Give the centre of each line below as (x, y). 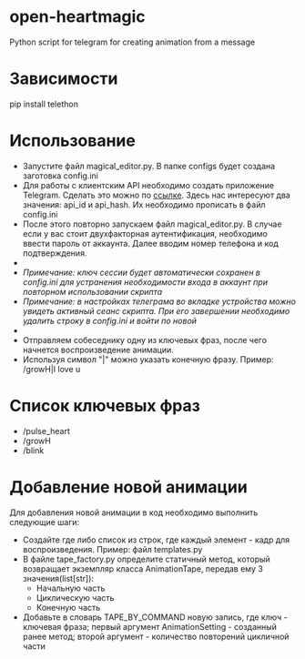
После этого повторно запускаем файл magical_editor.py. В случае (152, 224)
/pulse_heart (46, 431)
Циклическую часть (75, 597)
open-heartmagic (77, 17)
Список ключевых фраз (105, 406)
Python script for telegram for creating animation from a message (132, 42)
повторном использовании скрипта (92, 291)
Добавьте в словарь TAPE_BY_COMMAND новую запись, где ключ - (155, 617)
